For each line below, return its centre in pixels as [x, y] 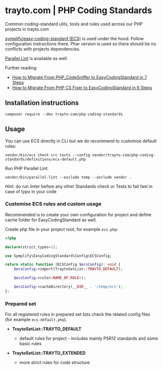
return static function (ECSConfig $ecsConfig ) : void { [63, 265]
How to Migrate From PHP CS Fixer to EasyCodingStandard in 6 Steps [82, 87]
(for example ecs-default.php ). [36, 320]
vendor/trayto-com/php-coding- [124, 155]
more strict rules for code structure [54, 363]
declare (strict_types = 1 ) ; [31, 247]
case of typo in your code [31, 191]
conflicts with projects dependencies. [43, 49]
